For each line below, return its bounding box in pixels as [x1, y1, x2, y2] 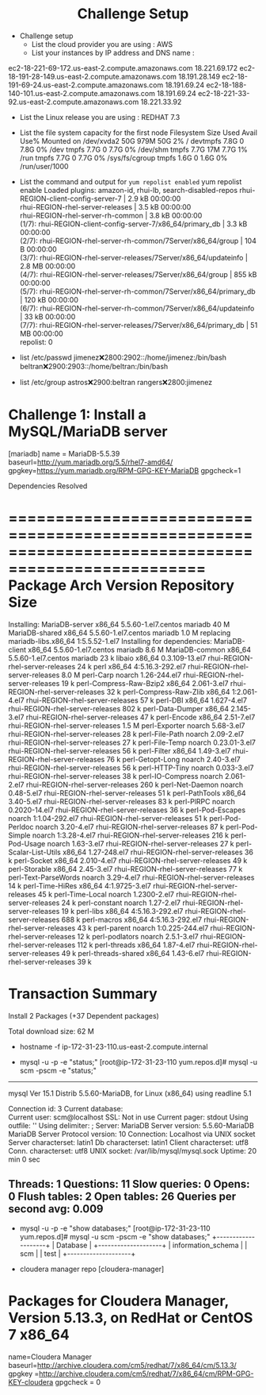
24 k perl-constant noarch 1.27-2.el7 [61, 898, 181, 908]
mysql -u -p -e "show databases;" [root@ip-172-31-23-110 [19, 1224, 211, 1233]
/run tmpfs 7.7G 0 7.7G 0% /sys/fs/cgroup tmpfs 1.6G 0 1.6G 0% [19, 152, 228, 163]
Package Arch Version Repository [8, 576, 235, 595]
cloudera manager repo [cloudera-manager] [19, 1264, 165, 1274]
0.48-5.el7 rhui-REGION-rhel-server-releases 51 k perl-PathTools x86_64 [8, 788, 247, 798]
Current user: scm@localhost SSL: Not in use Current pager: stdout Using [8, 1112, 249, 1122]
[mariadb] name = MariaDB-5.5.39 [8, 449, 120, 458]
